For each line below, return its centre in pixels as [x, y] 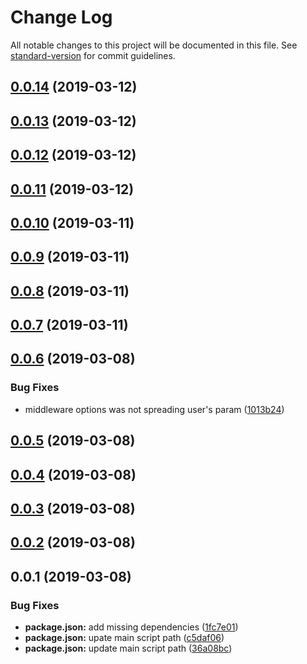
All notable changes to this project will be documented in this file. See [154, 45]
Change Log [61, 17]
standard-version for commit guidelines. [93, 55]
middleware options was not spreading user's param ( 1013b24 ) [154, 409]
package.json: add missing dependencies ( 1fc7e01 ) [131, 627]
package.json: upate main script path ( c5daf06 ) [124, 637]
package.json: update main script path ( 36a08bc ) [128, 648]
